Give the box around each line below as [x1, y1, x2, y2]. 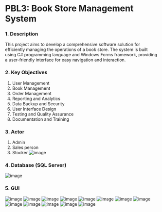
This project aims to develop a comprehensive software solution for [5, 42, 140, 48]
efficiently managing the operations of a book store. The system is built [5, 47, 148, 52]
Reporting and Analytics [12, 96, 61, 101]
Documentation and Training [12, 116, 70, 122]
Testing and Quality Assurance [12, 111, 74, 117]
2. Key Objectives [5, 69, 48, 76]
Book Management [12, 85, 51, 91]
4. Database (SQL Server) [5, 162, 67, 168]
